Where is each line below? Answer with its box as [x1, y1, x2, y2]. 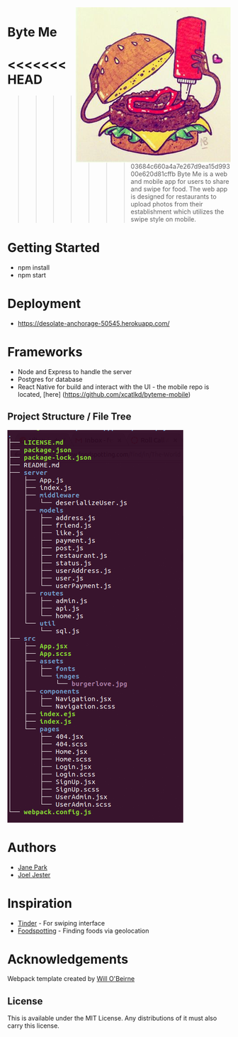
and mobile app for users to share [130, 177, 229, 185]
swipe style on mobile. [130, 215, 196, 223]
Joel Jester [17, 870, 51, 879]
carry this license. [7, 1021, 60, 1030]
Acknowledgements [7, 951, 129, 967]
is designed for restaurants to [130, 192, 217, 201]
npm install [17, 263, 50, 272]
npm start [17, 270, 46, 279]
